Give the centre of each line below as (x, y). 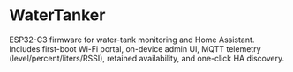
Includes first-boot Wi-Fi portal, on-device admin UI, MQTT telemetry (135, 48)
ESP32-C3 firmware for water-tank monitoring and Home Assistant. (132, 40)
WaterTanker (57, 15)
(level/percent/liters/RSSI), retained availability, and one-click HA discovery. (147, 58)
